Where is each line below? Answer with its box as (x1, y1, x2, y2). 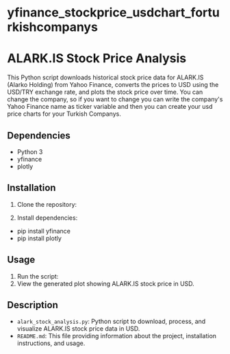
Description (7, 299, 58, 311)
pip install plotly (16, 234, 62, 242)
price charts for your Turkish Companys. (7, 110, 121, 118)
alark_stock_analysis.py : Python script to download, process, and (16, 317, 206, 326)
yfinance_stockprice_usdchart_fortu (7, 5, 220, 21)
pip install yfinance (16, 227, 71, 235)
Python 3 (16, 147, 43, 155)
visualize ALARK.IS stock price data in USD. (16, 325, 140, 333)
